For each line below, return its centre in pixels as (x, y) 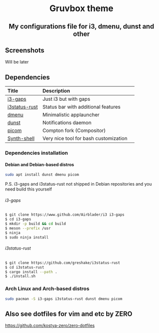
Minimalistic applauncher (71, 115)
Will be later (17, 62)
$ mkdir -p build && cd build (36, 224)
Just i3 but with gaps (66, 99)
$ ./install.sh (20, 276)
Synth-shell (21, 139)
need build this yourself (29, 189)
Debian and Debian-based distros (40, 164)
